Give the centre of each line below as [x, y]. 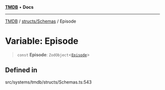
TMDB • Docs [19, 7]
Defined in [21, 70]
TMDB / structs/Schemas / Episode [41, 21]
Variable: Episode [42, 41]
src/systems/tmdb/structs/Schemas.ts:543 [48, 82]
